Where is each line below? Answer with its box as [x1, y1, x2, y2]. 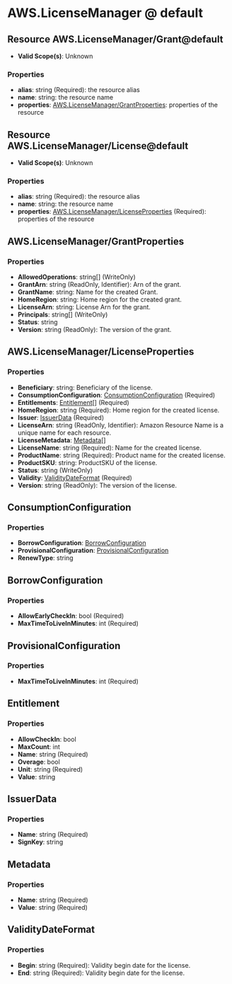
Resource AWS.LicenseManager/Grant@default [7, 33, 224, 45]
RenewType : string [17, 554, 74, 562]
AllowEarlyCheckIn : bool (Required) [17, 612, 124, 620]
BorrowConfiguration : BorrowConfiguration [17, 539, 146, 547]
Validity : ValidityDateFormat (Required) [17, 473, 132, 482]
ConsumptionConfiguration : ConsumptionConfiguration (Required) [17, 391, 216, 399]
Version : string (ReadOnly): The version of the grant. [17, 326, 172, 334]
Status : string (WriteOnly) [17, 466, 93, 474]
